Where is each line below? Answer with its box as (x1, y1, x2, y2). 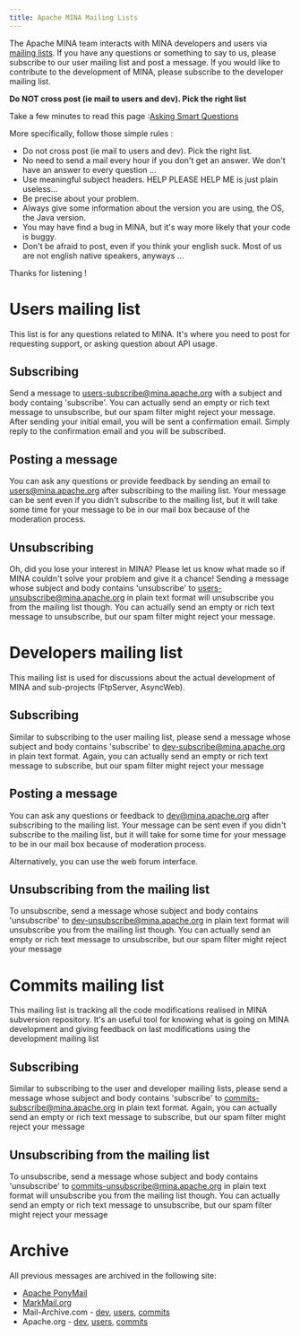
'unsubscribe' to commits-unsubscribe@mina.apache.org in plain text (9, 1180, 267, 1191)
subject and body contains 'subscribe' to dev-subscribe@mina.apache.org (9, 741, 286, 751)
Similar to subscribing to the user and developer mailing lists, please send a (9, 1083, 288, 1094)
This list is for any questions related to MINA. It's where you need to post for (9, 328, 291, 339)
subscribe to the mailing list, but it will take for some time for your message (9, 828, 287, 839)
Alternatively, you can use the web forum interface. (9, 855, 199, 866)
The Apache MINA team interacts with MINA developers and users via (9, 38, 268, 48)
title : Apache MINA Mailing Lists (9, 13, 139, 22)
